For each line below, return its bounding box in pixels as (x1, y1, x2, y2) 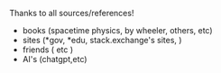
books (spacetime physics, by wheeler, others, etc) (22, 25, 214, 35)
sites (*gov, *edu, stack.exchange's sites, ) (22, 35, 182, 45)
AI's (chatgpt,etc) (22, 54, 87, 64)
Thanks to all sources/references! (9, 8, 134, 18)
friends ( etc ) (22, 44, 74, 55)
